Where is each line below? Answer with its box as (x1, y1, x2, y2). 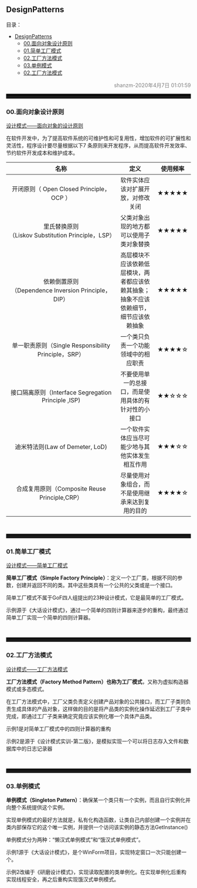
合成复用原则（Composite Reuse (16, 485, 107, 493)
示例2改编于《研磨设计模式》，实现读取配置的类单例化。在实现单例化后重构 (6, 869, 186, 875)
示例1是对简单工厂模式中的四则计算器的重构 (6, 725, 111, 732)
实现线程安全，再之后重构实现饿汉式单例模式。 (6, 876, 119, 883)
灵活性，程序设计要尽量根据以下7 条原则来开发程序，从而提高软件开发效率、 (6, 142, 191, 149)
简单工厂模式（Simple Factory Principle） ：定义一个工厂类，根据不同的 (6, 574, 178, 581)
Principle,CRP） (39, 494, 83, 502)
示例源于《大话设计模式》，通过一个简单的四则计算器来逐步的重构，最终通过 (6, 606, 189, 614)
